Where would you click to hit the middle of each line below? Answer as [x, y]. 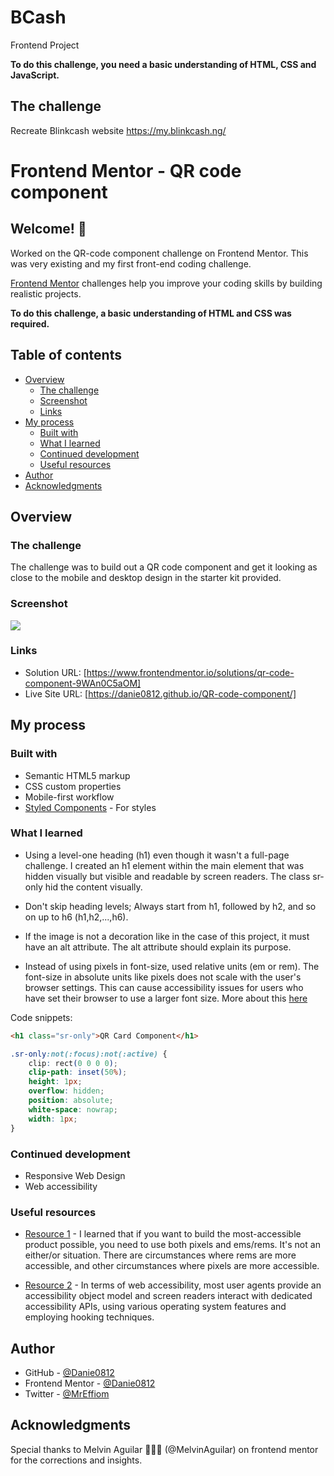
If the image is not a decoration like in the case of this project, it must [167, 936]
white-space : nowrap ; [73, 1109]
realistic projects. [46, 293]
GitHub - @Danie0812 [69, 1372]
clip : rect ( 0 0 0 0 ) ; [73, 1063]
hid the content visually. [93, 887]
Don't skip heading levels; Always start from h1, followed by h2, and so [170, 906]
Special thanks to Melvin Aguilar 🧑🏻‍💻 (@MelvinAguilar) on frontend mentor [164, 1449]
